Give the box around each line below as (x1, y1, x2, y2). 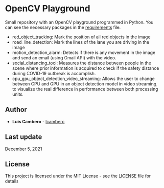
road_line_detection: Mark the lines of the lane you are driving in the (12, 39, 149, 45)
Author (5, 106, 27, 114)
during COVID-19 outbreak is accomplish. (12, 70, 96, 76)
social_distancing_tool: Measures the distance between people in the (12, 60, 152, 66)
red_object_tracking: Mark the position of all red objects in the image (12, 34, 151, 40)
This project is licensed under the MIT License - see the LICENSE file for (5, 173, 151, 179)
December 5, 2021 (5, 146, 43, 152)
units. (12, 91, 23, 97)
